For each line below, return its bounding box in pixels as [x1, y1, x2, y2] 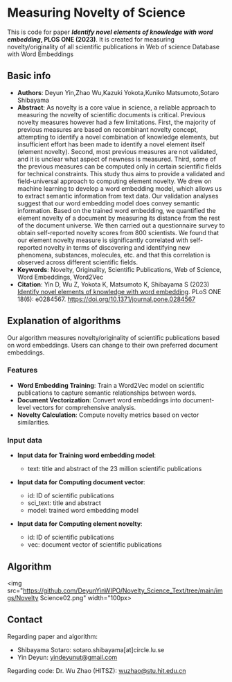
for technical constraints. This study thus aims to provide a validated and [17, 169, 225, 178]
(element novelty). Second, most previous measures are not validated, [17, 147, 218, 155]
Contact [7, 614, 43, 626]
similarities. [17, 418, 50, 426]
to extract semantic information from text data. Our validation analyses [17, 191, 219, 200]
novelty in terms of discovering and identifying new [44, 243, 190, 251]
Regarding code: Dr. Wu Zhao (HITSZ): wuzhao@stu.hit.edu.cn [7, 666, 186, 674]
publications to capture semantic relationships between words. [17, 389, 197, 397]
